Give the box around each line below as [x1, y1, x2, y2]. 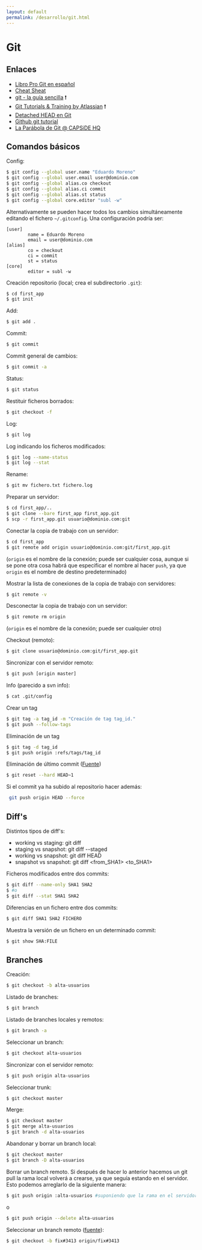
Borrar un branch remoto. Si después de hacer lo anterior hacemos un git [6, 1168, 188, 1175]
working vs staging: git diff [14, 839, 81, 846]
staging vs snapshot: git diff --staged [14, 845, 108, 853]
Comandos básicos [6, 141, 80, 151]
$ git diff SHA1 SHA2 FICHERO [6, 915, 82, 921]
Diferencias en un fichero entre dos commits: [6, 904, 118, 911]
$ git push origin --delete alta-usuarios [6, 1215, 114, 1221]
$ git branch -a [6, 1027, 47, 1034]
